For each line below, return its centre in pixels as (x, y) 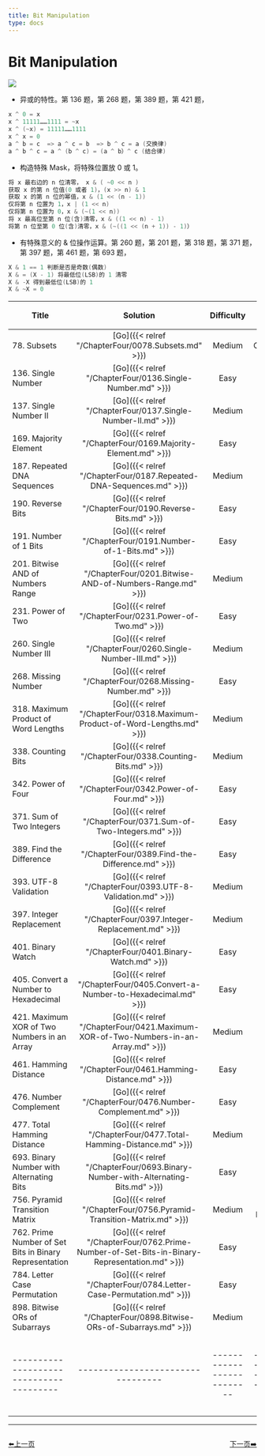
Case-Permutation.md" (131, 1295)
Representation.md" (131, 1262)
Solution (139, 315)
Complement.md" (131, 1112)
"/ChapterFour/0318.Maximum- (139, 714)
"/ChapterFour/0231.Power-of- (139, 616)
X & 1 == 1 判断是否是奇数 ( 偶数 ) (58, 267)
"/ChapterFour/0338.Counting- (139, 757)
